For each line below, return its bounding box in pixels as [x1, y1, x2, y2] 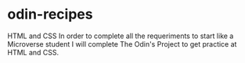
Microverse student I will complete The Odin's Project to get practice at [7, 39, 237, 48]
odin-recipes [7, 5, 93, 23]
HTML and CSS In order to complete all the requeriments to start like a [7, 31, 234, 40]
